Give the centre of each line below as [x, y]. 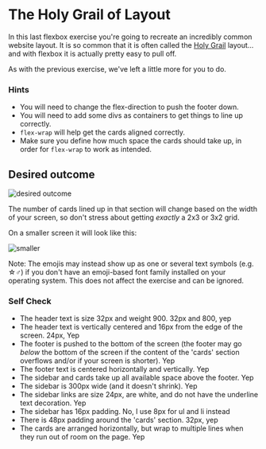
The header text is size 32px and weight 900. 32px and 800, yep [125, 318]
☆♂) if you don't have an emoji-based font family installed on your [117, 272]
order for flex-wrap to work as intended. [86, 150]
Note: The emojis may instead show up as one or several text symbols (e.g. [131, 264]
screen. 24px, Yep [50, 335]
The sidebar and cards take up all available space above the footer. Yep [137, 378]
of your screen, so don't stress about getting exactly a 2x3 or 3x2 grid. [124, 217]
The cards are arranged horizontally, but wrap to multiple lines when [131, 428]
